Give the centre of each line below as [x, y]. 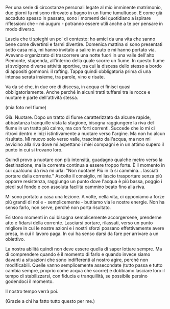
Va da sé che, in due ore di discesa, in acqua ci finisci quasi [68, 87]
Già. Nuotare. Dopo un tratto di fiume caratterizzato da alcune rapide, [78, 117]
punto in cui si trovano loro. [34, 150]
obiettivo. [15, 239]
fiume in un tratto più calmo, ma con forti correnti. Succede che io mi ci [80, 128]
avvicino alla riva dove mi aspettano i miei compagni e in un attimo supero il [85, 144]
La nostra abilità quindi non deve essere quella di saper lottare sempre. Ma [84, 249]
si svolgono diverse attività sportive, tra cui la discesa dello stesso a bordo [84, 66]
